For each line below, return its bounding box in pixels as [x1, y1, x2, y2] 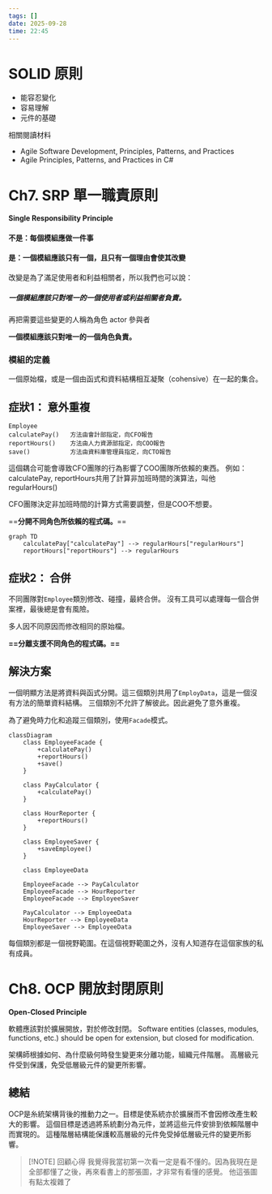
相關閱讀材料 [8, 131, 51, 140]
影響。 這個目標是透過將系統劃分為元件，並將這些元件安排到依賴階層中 [22, 1119, 259, 1128]
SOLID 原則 [8, 64, 83, 83]
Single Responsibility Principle [8, 213, 113, 223]
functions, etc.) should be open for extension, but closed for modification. [8, 1033, 255, 1042]
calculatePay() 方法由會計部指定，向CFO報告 [8, 431, 154, 439]
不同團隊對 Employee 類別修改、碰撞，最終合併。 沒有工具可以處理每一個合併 [8, 594, 260, 603]
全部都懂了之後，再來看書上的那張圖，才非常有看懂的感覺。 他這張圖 [28, 1166, 257, 1176]
